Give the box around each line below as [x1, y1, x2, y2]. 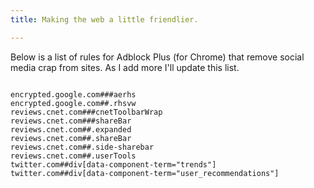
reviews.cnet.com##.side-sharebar [10, 142, 155, 152]
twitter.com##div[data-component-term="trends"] [10, 159, 217, 170]
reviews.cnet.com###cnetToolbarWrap [10, 107, 163, 117]
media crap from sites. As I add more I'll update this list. [10, 61, 240, 73]
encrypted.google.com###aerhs [10, 89, 137, 100]
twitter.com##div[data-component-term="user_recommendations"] [10, 168, 280, 178]
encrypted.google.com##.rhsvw [10, 98, 137, 108]
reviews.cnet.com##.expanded [10, 124, 132, 135]
